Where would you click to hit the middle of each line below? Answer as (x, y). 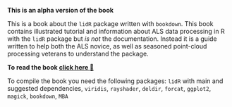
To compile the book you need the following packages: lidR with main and (115, 81)
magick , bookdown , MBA (38, 96)
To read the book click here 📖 (50, 67)
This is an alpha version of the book (61, 10)
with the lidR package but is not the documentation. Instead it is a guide (112, 39)
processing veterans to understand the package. (78, 53)
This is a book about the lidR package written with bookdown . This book (110, 24)
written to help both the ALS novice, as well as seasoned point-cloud (107, 46)
